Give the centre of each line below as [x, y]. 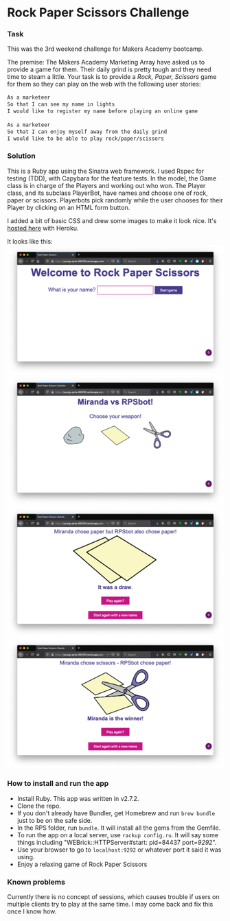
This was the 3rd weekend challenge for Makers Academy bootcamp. [105, 49]
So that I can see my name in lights [61, 104]
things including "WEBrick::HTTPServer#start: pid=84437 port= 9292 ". [117, 842]
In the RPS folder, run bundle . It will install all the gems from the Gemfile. [119, 828]
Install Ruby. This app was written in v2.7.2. [78, 798]
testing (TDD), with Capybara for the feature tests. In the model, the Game [112, 178]
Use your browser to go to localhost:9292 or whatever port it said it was [119, 850]
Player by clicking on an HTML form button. [69, 207]
